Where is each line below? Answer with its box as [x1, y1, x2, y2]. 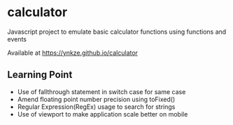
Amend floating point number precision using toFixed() [17, 95, 176, 103]
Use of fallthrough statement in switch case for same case [17, 87, 186, 96]
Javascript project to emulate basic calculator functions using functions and [7, 27, 227, 36]
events [7, 34, 27, 43]
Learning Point [7, 69, 73, 81]
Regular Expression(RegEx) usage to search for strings [17, 103, 176, 111]
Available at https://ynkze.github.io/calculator [7, 48, 139, 57]
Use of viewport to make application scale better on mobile [17, 110, 188, 118]
